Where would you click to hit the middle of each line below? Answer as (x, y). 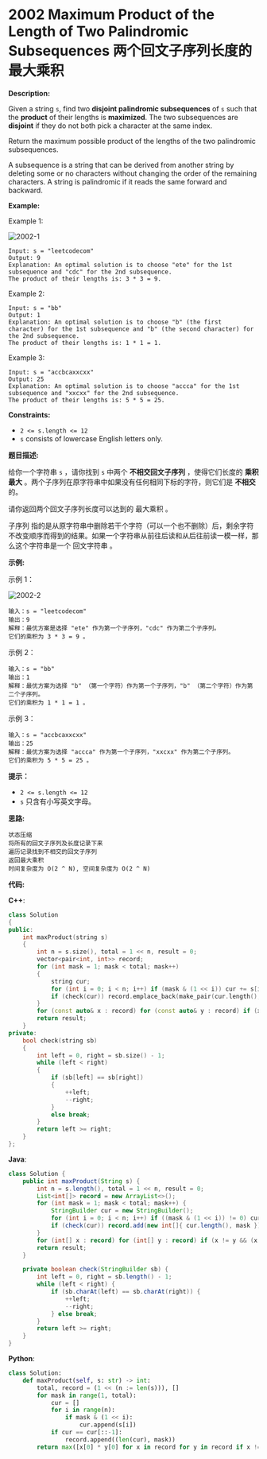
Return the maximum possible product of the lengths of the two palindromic (132, 141)
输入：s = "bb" (31, 669)
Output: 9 (25, 258)
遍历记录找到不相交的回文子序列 (53, 852)
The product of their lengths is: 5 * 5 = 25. (87, 400)
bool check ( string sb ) (60, 1040)
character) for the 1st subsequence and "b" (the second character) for (131, 329)
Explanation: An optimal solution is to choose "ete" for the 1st (120, 265)
